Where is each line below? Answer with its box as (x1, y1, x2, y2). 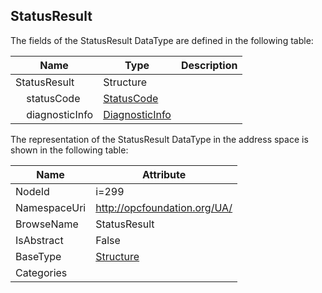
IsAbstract (15, 233, 64, 247)
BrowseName (15, 217, 79, 231)
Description (180, 58, 238, 72)
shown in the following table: (10, 144, 129, 156)
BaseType (15, 249, 62, 263)
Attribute (142, 167, 187, 181)
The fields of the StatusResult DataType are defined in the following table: (10, 34, 314, 46)
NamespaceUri (15, 200, 87, 214)
